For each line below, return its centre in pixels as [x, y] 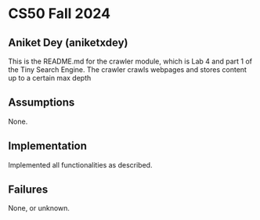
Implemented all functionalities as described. [80, 164]
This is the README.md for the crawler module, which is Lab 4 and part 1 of [130, 61]
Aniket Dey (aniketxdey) [68, 43]
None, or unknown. [39, 208]
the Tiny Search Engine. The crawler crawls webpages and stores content [127, 70]
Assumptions [42, 103]
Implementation [48, 146]
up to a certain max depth [50, 78]
